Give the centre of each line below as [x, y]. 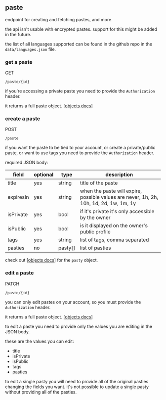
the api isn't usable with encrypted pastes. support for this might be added [81, 29]
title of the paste [99, 183]
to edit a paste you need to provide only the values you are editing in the [79, 326]
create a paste [23, 119]
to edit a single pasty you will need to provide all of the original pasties [77, 381]
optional [44, 175]
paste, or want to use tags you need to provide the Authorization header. [80, 153]
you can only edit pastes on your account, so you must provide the [73, 302]
